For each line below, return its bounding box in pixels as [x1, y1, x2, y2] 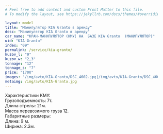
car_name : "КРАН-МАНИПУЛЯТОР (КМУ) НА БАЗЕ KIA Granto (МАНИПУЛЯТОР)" [5, 34, 155, 39]
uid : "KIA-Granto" [5, 38, 42, 44]
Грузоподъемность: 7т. [5, 98, 53, 103]
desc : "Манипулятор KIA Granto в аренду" [5, 30, 90, 34]
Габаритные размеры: [5, 113, 51, 119]
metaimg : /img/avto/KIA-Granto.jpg [5, 79, 77, 84]
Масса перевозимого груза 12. [5, 108, 69, 114]
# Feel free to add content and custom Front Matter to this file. [5, 7, 145, 12]
